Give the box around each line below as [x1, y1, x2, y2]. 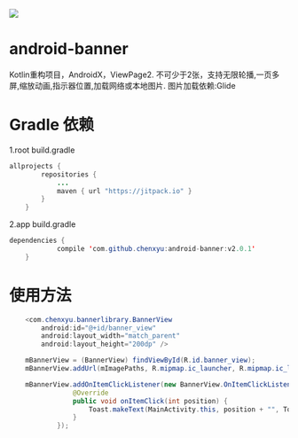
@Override [72, 388, 109, 397]
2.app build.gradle [9, 219, 76, 230]
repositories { [41, 169, 98, 179]
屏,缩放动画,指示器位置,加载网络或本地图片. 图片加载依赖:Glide [9, 80, 237, 90]
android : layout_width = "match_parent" [41, 332, 180, 340]
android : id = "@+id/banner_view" [41, 324, 157, 332]
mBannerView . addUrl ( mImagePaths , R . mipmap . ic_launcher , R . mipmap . [25, 364, 276, 373]
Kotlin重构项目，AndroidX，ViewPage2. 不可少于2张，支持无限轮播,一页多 [9, 69, 280, 80]
